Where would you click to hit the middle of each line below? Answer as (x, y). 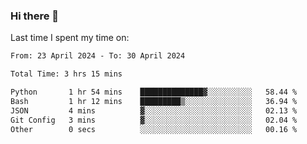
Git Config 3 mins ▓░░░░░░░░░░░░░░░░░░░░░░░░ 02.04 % (154, 120)
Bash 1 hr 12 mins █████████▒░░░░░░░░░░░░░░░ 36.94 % (154, 101)
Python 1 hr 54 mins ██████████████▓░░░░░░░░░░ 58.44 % (154, 92)
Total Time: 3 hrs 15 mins (66, 74)
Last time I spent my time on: (70, 38)
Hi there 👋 (35, 16)
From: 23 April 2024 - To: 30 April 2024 (98, 56)
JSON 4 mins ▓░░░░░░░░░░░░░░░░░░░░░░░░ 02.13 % (154, 110)
